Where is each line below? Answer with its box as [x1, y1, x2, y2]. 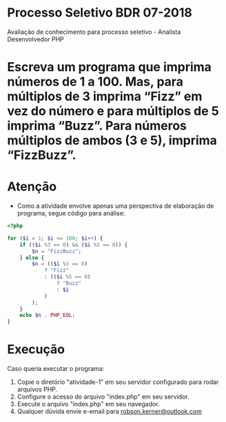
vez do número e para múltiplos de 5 [7, 104, 219, 119]
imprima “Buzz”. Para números [7, 118, 187, 134]
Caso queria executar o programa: [7, 365, 105, 373]
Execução [7, 342, 65, 357]
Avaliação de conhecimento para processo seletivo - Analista [7, 28, 181, 36]
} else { [19, 254, 45, 261]
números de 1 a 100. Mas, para [7, 74, 184, 90]
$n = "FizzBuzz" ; [32, 247, 81, 255]
